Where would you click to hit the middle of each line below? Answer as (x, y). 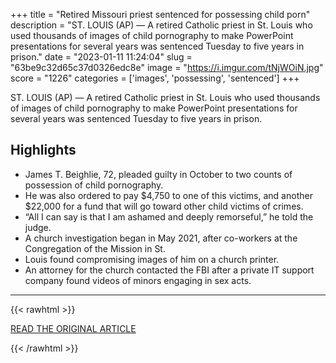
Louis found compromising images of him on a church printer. (152, 259)
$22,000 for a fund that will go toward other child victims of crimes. (164, 206)
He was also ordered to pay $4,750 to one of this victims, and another (168, 195)
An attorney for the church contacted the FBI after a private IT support (169, 270)
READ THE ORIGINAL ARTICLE (73, 328)
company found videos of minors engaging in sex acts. (138, 280)
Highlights (43, 150)
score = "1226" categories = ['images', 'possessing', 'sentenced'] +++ (155, 78)
